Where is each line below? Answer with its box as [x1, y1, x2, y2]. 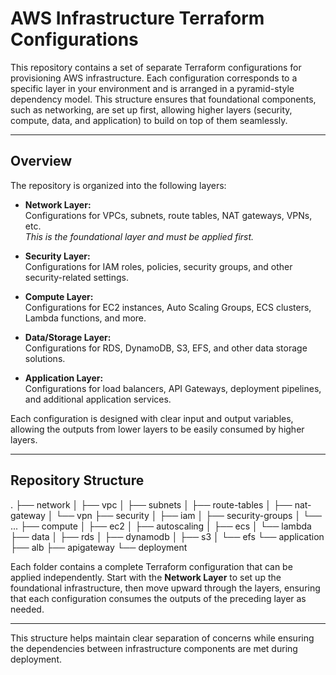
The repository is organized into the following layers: [10, 179, 227, 191]
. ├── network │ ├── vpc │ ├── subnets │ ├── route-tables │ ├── [10, 498, 293, 511]
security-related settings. [24, 271, 129, 283]
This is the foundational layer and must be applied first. [24, 230, 255, 242]
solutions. [24, 352, 66, 364]
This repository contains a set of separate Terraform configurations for [10, 61, 302, 73]
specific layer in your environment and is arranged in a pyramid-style [10, 82, 295, 94]
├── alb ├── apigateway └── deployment [10, 541, 188, 553]
